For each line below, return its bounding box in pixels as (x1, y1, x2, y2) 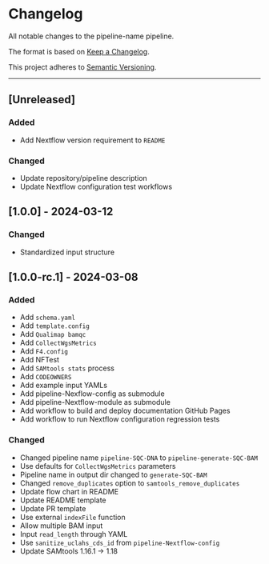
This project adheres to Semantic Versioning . (8, 62, 157, 72)
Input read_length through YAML (19, 529, 128, 538)
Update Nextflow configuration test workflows (19, 182, 173, 191)
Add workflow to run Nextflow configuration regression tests (19, 414, 220, 424)
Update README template (19, 495, 106, 505)
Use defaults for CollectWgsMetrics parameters (19, 461, 176, 470)
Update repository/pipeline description (19, 173, 148, 182)
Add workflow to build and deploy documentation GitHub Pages (19, 406, 231, 416)
